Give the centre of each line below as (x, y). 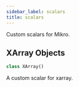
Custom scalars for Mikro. (38, 34)
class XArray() (25, 67)
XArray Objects (36, 53)
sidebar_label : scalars (36, 12)
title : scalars (25, 17)
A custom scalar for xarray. (39, 78)
